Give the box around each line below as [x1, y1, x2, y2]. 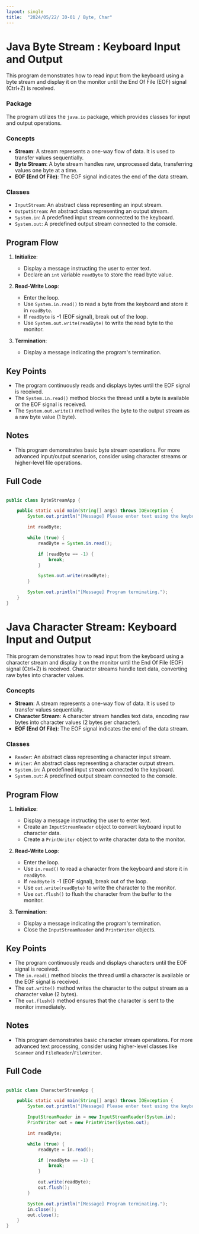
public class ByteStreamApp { [6, 497, 81, 503]
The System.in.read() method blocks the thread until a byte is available [14, 394, 190, 401]
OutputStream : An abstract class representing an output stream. [14, 207, 169, 215]
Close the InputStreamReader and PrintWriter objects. [23, 926, 156, 933]
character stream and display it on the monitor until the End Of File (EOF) [6, 659, 184, 666]
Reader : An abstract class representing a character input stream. [14, 753, 172, 761]
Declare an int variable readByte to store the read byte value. [23, 271, 174, 278]
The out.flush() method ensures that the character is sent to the [14, 997, 174, 1004]
